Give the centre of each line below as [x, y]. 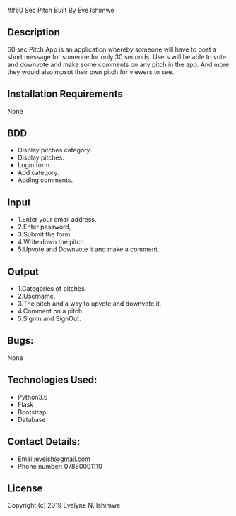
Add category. [38, 173]
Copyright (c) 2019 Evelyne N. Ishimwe [64, 505]
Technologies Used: [52, 380]
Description [34, 32]
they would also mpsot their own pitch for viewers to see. [91, 72]
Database [31, 419]
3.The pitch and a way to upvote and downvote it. [89, 304]
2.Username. [36, 296]
